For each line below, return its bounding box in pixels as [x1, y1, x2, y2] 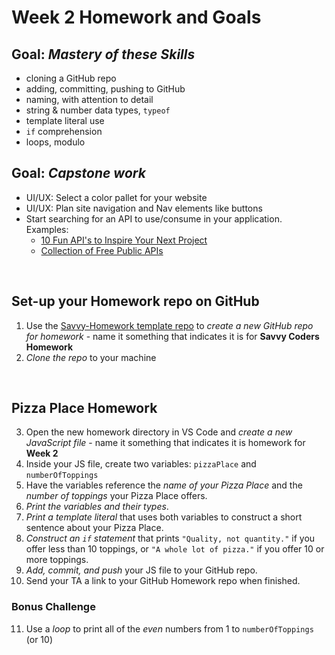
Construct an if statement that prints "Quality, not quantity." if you [25, 532, 316, 545]
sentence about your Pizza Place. [25, 522, 164, 534]
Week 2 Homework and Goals [11, 6, 262, 29]
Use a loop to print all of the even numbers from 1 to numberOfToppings [25, 622, 314, 635]
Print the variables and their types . [25, 501, 169, 513]
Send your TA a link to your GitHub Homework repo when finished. [25, 575, 301, 587]
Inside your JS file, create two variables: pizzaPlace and [25, 458, 257, 470]
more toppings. [25, 554, 89, 566]
